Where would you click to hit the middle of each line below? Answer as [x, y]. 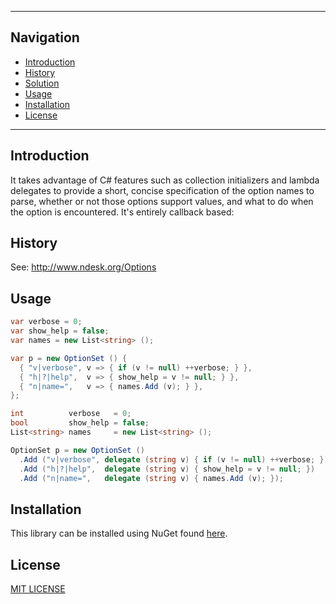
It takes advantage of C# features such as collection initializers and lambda [165, 180]
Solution [42, 83]
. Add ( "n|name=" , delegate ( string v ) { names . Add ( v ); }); [151, 478]
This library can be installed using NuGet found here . [119, 533]
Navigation [45, 37]
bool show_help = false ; [80, 423]
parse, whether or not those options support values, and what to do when [162, 201]
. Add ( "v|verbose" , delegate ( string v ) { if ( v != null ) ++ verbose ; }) [174, 459]
